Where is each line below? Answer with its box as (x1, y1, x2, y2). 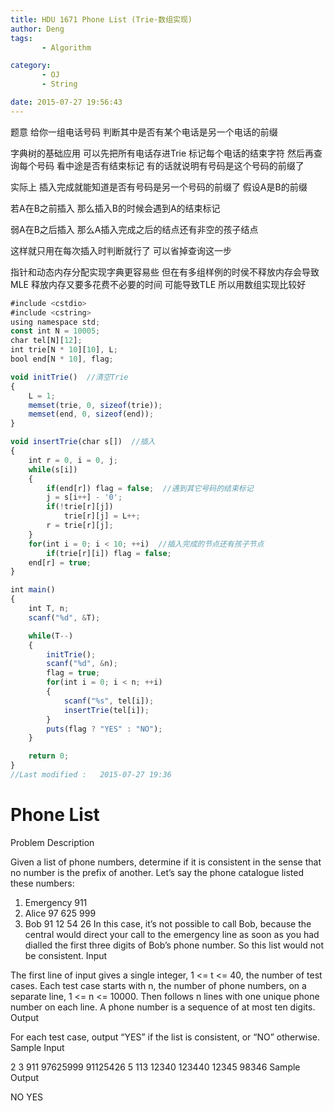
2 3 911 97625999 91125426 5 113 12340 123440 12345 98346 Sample (10, 1061, 301, 1073)
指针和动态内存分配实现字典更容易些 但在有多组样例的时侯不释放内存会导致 (10, 266, 320, 278)
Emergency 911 (24, 896, 88, 908)
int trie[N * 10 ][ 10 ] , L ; (10, 345, 118, 355)
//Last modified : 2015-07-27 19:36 (10, 770, 172, 780)
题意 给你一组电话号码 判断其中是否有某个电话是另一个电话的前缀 (10, 126, 278, 138)
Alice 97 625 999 (24, 907, 97, 919)
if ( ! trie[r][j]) (46, 502, 114, 512)
